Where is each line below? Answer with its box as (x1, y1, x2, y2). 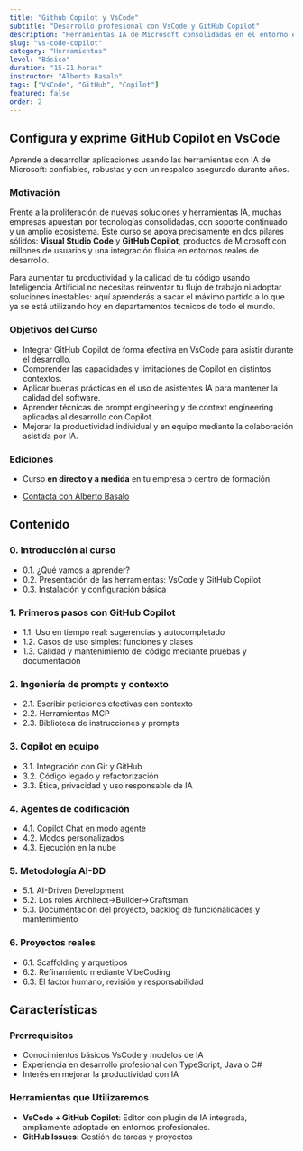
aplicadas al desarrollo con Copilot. (22, 411, 154, 422)
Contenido (9, 517, 70, 532)
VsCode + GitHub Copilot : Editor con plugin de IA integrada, (22, 1111, 248, 1123)
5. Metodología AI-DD (9, 864, 106, 877)
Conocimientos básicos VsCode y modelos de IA (22, 1050, 204, 1061)
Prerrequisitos (9, 1029, 74, 1042)
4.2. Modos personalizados (22, 832, 124, 843)
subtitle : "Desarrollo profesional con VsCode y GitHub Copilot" (9, 22, 260, 31)
